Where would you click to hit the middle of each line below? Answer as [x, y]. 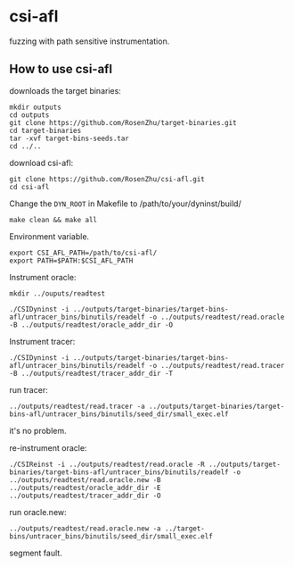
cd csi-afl [29, 187]
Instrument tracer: [42, 341]
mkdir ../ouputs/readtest [57, 293]
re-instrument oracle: [48, 447]
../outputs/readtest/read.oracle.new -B [86, 479]
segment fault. [36, 553]
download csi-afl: [41, 163]
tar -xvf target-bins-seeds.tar [69, 138]
